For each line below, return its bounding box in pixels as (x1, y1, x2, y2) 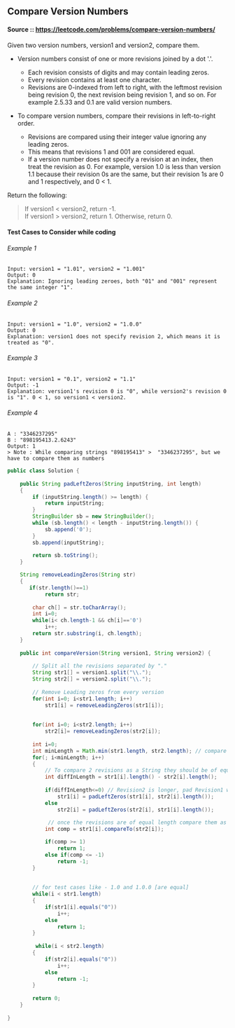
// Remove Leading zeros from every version (32, 688, 164, 695)
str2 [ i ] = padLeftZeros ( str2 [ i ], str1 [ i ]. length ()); (57, 806, 215, 813)
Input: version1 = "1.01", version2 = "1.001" (7, 266, 145, 273)
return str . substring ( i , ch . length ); (32, 630, 142, 637)
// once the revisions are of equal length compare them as (48, 819, 227, 827)
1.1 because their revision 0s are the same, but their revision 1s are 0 (27, 170, 224, 178)
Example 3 (7, 354, 38, 362)
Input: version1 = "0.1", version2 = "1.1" (7, 375, 136, 382)
